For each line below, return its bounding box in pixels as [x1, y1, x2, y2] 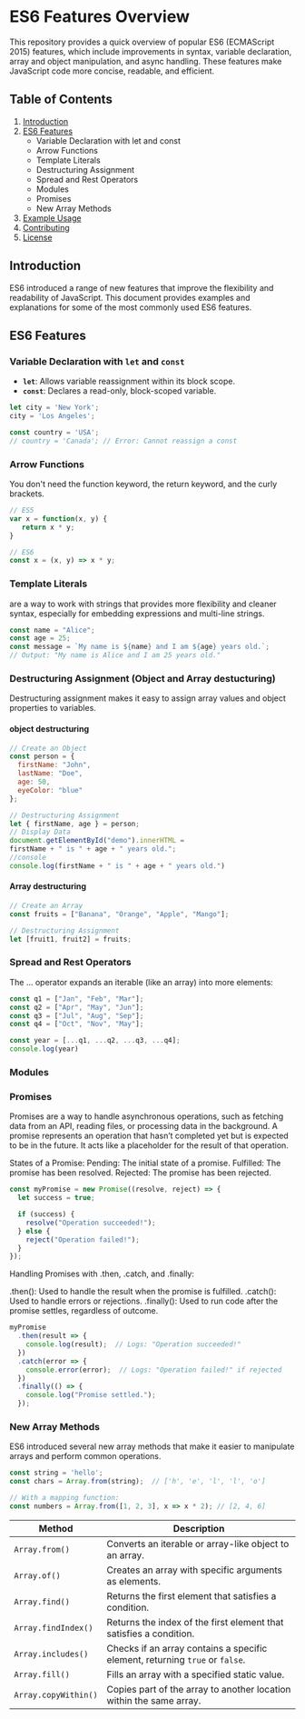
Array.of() [14, 1570, 61, 1581]
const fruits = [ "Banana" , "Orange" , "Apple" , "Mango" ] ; [9, 909, 230, 919]
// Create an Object [9, 744, 88, 753]
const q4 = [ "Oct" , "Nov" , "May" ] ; [9, 1020, 144, 1029]
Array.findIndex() [14, 1623, 93, 1633]
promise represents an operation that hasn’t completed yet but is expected [9, 1130, 289, 1142]
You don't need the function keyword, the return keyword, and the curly [9, 479, 278, 490]
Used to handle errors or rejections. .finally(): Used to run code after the [9, 1295, 279, 1306]
